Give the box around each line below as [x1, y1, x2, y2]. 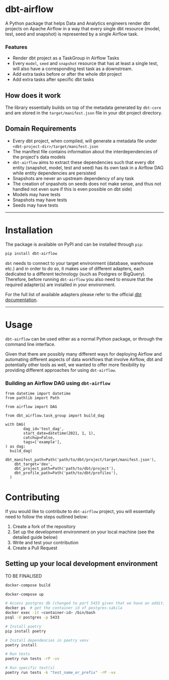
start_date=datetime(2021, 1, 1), [23, 430, 96, 436]
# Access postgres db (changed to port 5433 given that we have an [5, 601, 150, 606]
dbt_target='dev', [14, 462, 53, 467]
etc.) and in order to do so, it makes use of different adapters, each [5, 265, 144, 271]
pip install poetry [5, 629, 46, 634]
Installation [5, 224, 53, 236]
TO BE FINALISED [5, 573, 42, 579]
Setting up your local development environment [5, 559, 158, 568]
